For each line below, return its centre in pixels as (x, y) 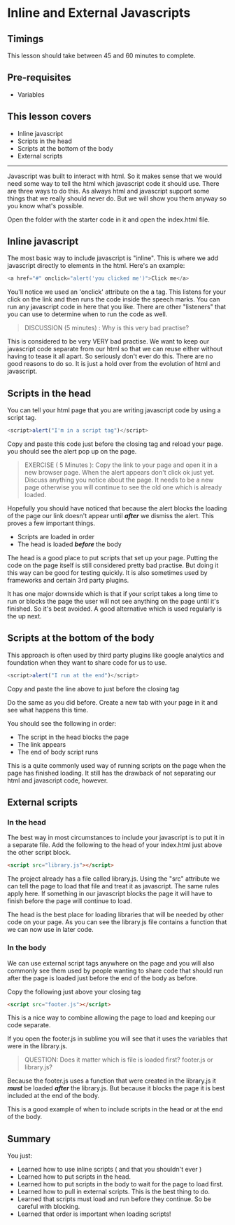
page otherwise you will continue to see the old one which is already (123, 487)
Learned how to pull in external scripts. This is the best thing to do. (114, 1192)
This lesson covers (50, 117)
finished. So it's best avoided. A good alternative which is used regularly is (115, 609)
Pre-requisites (39, 77)
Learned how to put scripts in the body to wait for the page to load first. (120, 1184)
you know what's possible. (45, 205)
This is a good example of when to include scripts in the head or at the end (115, 1109)
